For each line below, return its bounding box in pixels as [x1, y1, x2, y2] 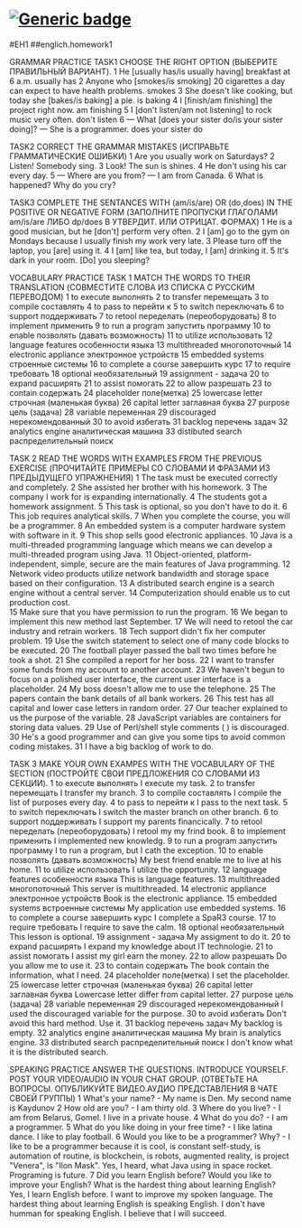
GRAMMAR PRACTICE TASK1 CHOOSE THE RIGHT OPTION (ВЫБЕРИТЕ [9, 56, 278, 67]
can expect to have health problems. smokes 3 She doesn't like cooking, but [9, 85, 293, 96]
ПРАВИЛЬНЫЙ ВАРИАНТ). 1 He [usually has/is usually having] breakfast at [9, 66, 291, 77]
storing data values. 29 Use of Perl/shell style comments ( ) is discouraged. [9, 721, 289, 732]
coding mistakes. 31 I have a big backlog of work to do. [9, 741, 215, 752]
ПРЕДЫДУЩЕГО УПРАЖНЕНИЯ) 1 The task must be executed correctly [9, 472, 278, 483]
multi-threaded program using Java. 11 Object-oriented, [9, 548, 215, 559]
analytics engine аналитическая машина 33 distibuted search [9, 426, 243, 436]
